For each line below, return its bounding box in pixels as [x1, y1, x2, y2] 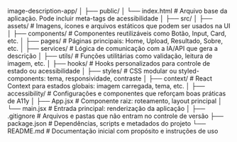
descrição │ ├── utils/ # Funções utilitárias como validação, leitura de [7, 52, 213, 60]
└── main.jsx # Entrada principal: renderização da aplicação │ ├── [7, 105, 206, 112]
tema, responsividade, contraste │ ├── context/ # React [47, 74, 213, 83]
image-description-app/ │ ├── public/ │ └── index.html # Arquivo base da [7, 7, 228, 15]
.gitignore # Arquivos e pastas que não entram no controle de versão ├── [7, 112, 224, 120]
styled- [178, 67, 200, 75]
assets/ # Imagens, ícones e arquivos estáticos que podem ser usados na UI [7, 22, 231, 30]
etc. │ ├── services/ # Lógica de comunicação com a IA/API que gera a [7, 45, 219, 52]
